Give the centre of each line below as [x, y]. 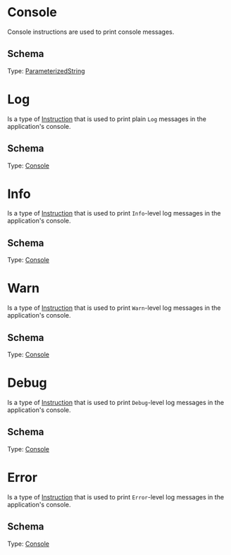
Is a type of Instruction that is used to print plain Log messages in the [107, 119]
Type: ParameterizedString [46, 70]
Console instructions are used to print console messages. [91, 32]
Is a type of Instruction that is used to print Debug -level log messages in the [115, 402]
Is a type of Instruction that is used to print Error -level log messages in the [115, 497]
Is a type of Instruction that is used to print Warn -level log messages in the [114, 308]
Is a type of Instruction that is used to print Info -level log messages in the [114, 213]
